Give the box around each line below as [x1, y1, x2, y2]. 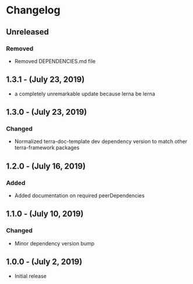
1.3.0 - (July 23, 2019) [6, 107, 87, 117]
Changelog [6, 4, 61, 17]
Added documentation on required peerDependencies [14, 192, 145, 199]
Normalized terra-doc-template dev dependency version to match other [14, 138, 188, 145]
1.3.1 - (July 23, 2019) [6, 74, 85, 85]
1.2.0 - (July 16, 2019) [6, 161, 86, 171]
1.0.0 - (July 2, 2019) [6, 257, 83, 267]
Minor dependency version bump [14, 239, 95, 247]
